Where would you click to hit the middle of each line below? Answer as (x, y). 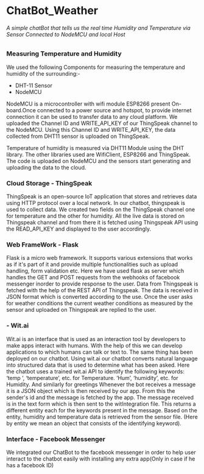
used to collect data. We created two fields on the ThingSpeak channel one (101, 210)
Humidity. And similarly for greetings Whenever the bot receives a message (101, 384)
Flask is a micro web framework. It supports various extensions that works (100, 258)
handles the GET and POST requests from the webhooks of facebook (93, 278)
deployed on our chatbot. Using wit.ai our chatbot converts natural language (102, 358)
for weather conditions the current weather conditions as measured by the (100, 303)
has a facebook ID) (30, 465)
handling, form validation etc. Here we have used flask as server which (95, 271)
